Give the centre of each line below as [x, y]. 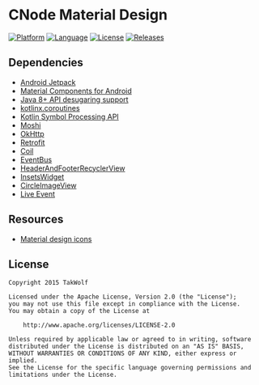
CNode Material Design [88, 15]
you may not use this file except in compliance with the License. [125, 304]
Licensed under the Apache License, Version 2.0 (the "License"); [123, 297]
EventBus [36, 159]
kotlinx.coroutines [50, 108]
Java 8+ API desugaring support [74, 99]
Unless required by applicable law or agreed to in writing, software [130, 340]
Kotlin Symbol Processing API [69, 116]
